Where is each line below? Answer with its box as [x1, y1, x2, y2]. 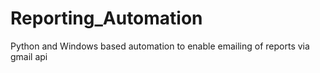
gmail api [10, 50, 48, 62]
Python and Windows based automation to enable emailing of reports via [10, 40, 310, 52]
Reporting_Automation [10, 7, 203, 30]
